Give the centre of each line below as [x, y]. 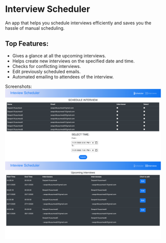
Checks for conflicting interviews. [47, 66]
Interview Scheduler [48, 9]
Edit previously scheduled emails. [46, 71]
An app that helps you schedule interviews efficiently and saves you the [78, 23]
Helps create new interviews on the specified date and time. [73, 61]
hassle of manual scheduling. [35, 28]
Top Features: [27, 44]
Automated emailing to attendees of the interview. [63, 77]
